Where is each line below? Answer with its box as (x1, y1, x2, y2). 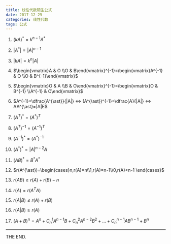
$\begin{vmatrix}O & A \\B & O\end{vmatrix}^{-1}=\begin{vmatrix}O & (13, 83, 158, 89)
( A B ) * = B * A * (13, 156, 40, 163)
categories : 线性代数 (6, 17, 49, 22)
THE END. (6, 233, 27, 239)
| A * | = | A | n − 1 (13, 46, 42, 53)
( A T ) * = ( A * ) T (13, 113, 41, 120)
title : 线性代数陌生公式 (6, 7, 52, 13)
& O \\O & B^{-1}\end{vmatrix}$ (13, 73, 78, 79)
